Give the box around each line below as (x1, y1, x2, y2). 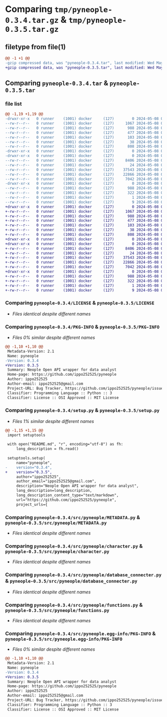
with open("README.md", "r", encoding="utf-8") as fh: (7, 442, 123, 447)
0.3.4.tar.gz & (5, 14, 67, 25)
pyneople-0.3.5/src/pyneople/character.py (5, 549, 109, 554)
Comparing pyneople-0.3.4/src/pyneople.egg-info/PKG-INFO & (5, 630, 156, 637)
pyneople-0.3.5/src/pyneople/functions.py (5, 607, 109, 613)
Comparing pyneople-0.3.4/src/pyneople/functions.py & (5, 601, 143, 608)
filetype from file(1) (5, 42, 66, 51)
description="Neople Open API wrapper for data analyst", (16, 483, 139, 489)
